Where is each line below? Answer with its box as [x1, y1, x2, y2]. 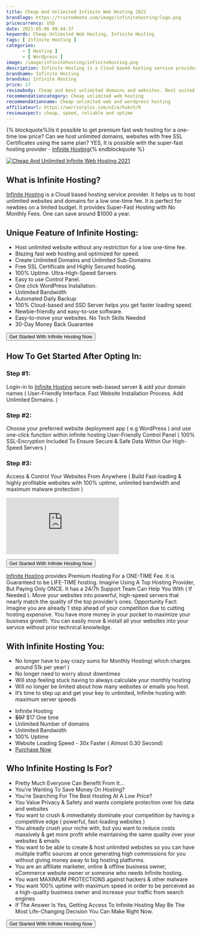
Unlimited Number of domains [14, 720, 90, 728]
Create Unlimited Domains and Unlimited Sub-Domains [14, 257, 151, 263]
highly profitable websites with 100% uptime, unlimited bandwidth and [6, 479, 180, 487]
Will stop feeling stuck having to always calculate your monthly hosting [14, 677, 191, 684]
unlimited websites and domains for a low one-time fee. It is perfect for [6, 197, 182, 205]
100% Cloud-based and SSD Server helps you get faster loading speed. [14, 301, 193, 309]
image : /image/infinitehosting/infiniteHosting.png [6, 59, 138, 65]
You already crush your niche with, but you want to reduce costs [14, 824, 176, 831]
